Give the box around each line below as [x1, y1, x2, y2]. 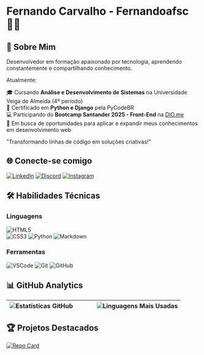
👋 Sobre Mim [6, 42, 56, 52]
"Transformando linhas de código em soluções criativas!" [6, 138, 151, 145]
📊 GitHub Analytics [6, 280, 83, 291]
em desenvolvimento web [6, 126, 72, 133]
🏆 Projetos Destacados [6, 323, 99, 333]
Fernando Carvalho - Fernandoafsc [6, 4, 189, 18]
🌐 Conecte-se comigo [6, 156, 93, 166]
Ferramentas [6, 248, 46, 256]
